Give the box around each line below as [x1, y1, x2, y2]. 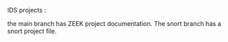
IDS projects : [7, 6, 47, 14]
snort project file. [7, 27, 58, 35]
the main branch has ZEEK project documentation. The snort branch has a [7, 20, 222, 27]
